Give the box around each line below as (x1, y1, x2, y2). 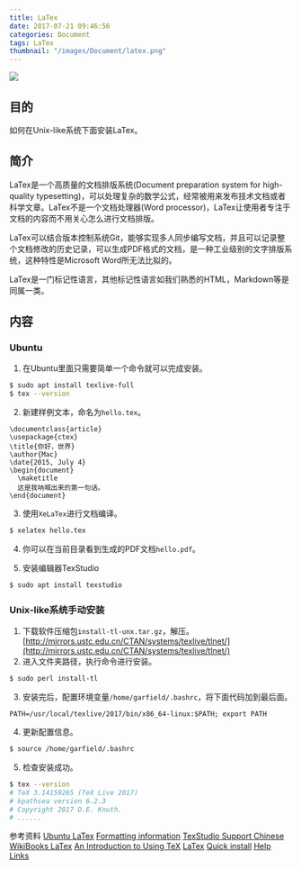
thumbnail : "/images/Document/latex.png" (9, 47, 167, 56)
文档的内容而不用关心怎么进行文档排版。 (9, 213, 159, 223)
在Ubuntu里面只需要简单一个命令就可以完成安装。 (22, 363, 208, 374)
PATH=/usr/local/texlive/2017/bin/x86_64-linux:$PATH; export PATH (9, 710, 268, 719)
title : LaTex (9, 13, 58, 23)
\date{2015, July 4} (9, 458, 87, 467)
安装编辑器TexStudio (22, 563, 100, 574)
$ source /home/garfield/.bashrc (9, 745, 135, 754)
